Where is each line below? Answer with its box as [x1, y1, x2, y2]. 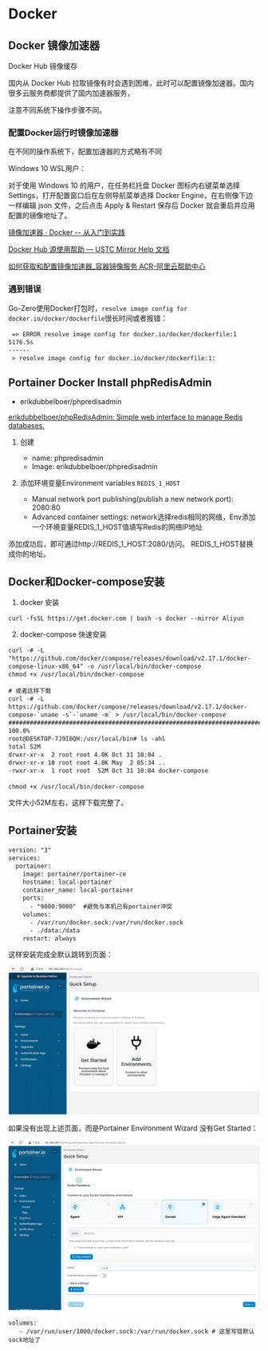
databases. [8, 421, 45, 431]
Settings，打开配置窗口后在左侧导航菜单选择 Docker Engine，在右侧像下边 [8, 191, 254, 201]
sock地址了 [8, 1336, 41, 1345]
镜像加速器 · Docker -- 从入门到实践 [8, 228, 125, 237]
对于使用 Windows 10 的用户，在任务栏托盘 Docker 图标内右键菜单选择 [8, 181, 241, 190]
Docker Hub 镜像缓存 [8, 62, 78, 70]
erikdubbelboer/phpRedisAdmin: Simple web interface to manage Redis [8, 412, 243, 422]
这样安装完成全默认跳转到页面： [8, 950, 113, 960]
